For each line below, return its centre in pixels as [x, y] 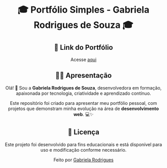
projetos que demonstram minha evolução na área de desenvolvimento [83, 108]
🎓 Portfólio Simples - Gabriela [83, 10]
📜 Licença [83, 132]
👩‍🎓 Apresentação [83, 76]
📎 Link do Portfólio [83, 47]
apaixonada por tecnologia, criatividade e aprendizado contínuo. [83, 93]
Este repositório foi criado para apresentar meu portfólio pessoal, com [83, 103]
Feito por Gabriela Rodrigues [83, 160]
